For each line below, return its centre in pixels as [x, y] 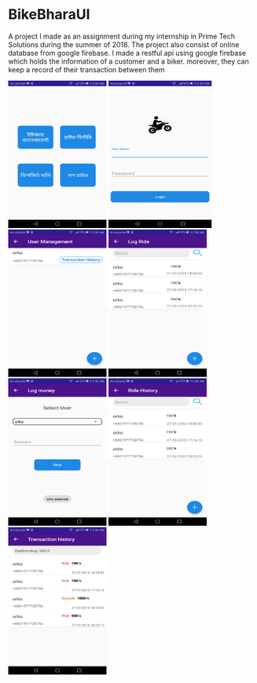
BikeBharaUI [49, 15]
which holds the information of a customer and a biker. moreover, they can [128, 61]
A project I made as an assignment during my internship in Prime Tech [122, 36]
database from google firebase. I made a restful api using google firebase [127, 53]
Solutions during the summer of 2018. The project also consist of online [124, 44]
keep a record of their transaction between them [86, 69]
